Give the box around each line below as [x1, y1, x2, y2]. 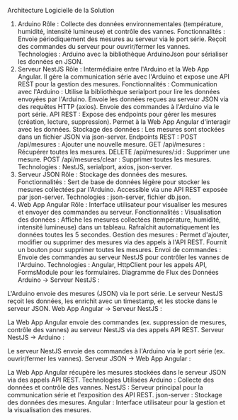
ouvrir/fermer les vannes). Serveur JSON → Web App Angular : [7, 354, 191, 363]
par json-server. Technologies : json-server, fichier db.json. [17, 193, 191, 201]
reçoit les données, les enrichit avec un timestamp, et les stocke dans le [7, 297, 217, 305]
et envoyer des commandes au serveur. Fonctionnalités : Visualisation [17, 208, 222, 216]
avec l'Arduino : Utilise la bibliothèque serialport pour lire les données [17, 88, 220, 96]
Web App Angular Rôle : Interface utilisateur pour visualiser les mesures [17, 200, 227, 208]
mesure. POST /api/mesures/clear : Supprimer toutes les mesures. [17, 155, 212, 164]
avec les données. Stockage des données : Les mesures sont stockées [17, 125, 225, 133]
